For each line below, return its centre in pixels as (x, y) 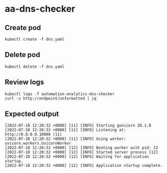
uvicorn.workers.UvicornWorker (38, 143)
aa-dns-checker (40, 9)
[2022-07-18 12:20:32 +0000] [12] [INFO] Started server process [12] (81, 152)
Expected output (32, 114)
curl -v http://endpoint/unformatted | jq (51, 98)
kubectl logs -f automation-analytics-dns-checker (60, 94)
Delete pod (22, 55)
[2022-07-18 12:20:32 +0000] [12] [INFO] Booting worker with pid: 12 (81, 148)
